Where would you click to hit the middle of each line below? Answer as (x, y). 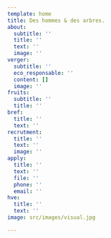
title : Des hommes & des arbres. (56, 20)
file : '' (26, 178)
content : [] (31, 79)
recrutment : (25, 132)
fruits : (19, 93)
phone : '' (28, 184)
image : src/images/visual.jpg (52, 218)
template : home (30, 14)
